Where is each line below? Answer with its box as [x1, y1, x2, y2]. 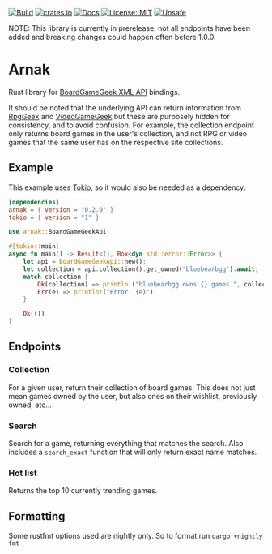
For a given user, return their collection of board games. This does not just [8, 382, 257, 393]
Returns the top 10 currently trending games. [8, 486, 158, 496]
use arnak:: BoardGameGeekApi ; [8, 228, 111, 236]
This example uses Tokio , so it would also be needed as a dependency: [8, 183, 246, 192]
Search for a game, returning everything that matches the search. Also [8, 438, 244, 448]
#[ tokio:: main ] [8, 243, 60, 251]
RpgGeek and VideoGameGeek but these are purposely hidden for [8, 111, 231, 121]
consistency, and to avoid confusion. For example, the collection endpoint [8, 120, 255, 130]
